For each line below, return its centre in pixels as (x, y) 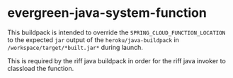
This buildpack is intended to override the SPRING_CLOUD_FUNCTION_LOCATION (116, 32)
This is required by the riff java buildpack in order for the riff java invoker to (117, 60)
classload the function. (41, 68)
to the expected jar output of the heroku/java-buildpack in (93, 39)
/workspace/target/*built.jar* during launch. (75, 47)
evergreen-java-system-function (107, 13)
